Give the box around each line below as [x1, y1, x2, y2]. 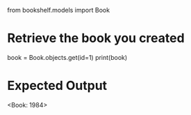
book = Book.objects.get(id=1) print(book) [7, 53, 128, 61]
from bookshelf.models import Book [7, 6, 110, 14]
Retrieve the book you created [7, 31, 185, 46]
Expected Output [7, 78, 108, 93]
